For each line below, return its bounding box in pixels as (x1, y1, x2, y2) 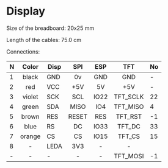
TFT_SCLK (114, 93, 144, 101)
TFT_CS (117, 132, 141, 141)
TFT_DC (117, 122, 141, 130)
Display (6, 4, 46, 18)
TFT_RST (115, 112, 142, 121)
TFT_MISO (114, 102, 144, 111)
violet (22, 93, 38, 101)
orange (20, 132, 41, 141)
